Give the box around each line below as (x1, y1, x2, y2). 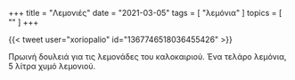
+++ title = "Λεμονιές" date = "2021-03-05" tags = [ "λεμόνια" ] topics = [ (8, 8, 283, 18)
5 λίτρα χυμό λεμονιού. (8, 61, 96, 71)
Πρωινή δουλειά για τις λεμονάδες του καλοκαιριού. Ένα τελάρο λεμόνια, (8, 52, 287, 61)
